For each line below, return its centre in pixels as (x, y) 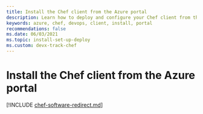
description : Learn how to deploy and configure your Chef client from (98, 17)
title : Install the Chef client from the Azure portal (77, 12)
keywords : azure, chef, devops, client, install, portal (79, 23)
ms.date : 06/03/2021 (32, 34)
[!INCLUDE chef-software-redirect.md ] (55, 105)
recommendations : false (36, 29)
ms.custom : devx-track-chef (42, 46)
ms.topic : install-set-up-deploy (48, 40)
